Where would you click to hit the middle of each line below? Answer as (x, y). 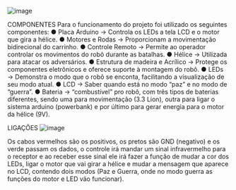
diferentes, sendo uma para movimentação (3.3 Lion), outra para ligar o (111, 99)
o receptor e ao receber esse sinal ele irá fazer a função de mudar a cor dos (118, 156)
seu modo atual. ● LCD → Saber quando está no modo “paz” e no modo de (117, 84)
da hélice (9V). (29, 114)
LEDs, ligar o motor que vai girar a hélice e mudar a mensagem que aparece (118, 164)
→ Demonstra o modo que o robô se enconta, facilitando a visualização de (116, 77)
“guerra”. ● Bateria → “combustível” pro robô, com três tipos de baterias (113, 92)
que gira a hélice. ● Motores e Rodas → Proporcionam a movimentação (112, 39)
